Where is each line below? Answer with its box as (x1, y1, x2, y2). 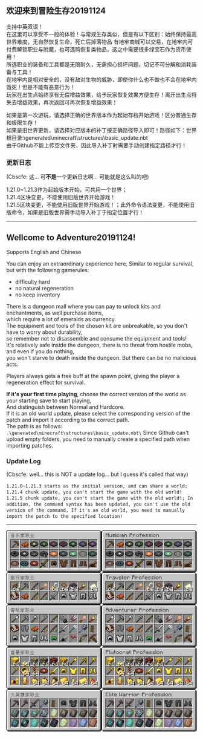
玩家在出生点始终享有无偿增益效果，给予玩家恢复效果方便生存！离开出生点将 (6, 91, 197, 98)
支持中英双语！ (6, 23, 43, 30)
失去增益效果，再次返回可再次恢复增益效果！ (6, 99, 118, 106)
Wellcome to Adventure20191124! (6, 232, 136, 243)
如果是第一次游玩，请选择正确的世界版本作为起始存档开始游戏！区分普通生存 (6, 111, 197, 119)
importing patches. (6, 442, 53, 449)
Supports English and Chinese (6, 248, 82, 255)
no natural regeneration (14, 284, 74, 292)
